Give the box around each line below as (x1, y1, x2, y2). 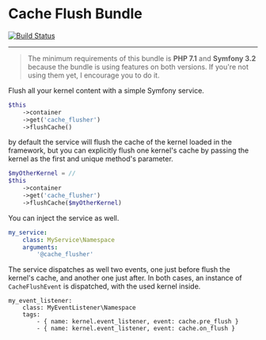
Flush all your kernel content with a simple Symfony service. (8, 85, 204, 95)
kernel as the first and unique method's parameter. (8, 154, 174, 164)
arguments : (22, 243, 59, 251)
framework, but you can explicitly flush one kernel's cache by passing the (8, 145, 249, 155)
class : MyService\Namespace (22, 236, 115, 244)
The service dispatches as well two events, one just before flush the (8, 265, 231, 274)
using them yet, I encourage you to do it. (27, 70, 160, 80)
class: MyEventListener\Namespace (22, 304, 136, 312)
